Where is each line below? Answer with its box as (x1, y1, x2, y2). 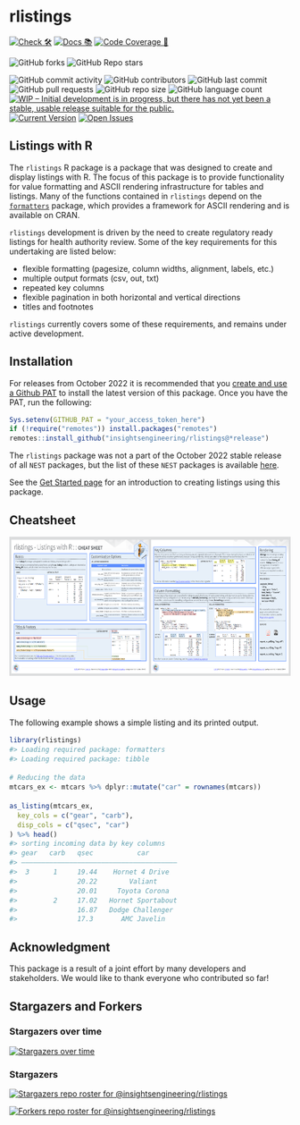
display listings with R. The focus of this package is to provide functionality (9, 172, 285, 182)
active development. (9, 328, 85, 339)
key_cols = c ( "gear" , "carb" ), (17, 811, 134, 820)
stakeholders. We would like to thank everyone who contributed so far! (9, 973, 270, 984)
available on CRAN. (9, 209, 80, 220)
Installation (9, 354, 73, 369)
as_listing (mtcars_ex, (9, 801, 94, 810)
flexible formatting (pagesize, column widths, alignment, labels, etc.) (21, 263, 274, 274)
